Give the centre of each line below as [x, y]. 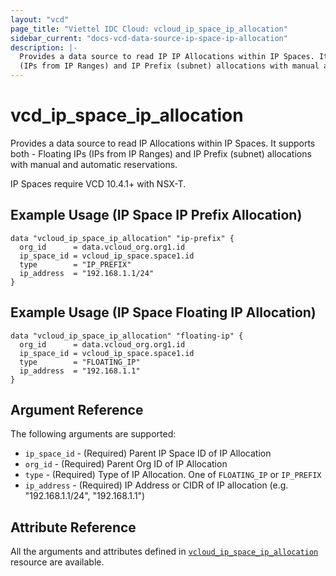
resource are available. [57, 562]
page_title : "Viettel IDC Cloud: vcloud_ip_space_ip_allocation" [149, 29]
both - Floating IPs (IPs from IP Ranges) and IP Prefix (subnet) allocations [161, 153]
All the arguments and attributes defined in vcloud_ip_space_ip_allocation [164, 552]
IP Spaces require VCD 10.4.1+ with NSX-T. [98, 183]
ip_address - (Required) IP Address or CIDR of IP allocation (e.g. [156, 485]
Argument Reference [77, 409]
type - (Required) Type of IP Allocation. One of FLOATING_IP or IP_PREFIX [173, 475]
